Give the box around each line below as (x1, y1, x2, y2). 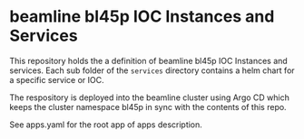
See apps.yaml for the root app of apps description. (9, 119, 202, 130)
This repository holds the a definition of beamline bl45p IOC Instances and (9, 55, 288, 66)
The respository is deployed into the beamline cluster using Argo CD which (9, 92, 290, 103)
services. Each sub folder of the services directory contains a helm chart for (9, 65, 295, 76)
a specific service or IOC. (9, 74, 104, 85)
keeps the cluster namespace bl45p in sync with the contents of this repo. (9, 101, 288, 112)
